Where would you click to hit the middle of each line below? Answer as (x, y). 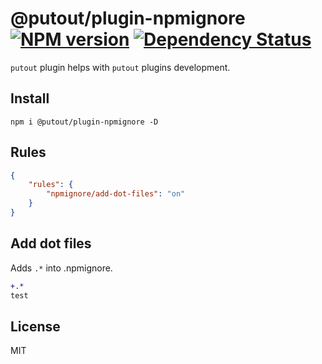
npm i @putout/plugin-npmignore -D (84, 122)
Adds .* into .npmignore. (61, 268)
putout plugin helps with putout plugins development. (120, 67)
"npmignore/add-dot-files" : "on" (116, 194)
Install (30, 98)
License (35, 326)
